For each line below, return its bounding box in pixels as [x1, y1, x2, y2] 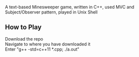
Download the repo [5, 36, 44, 42]
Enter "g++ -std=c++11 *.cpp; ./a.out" [5, 46, 80, 52]
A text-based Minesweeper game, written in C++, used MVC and [5, 4, 135, 10]
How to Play [5, 23, 42, 31]
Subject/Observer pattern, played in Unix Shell [5, 9, 98, 15]
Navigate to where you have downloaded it [5, 41, 91, 47]
